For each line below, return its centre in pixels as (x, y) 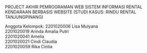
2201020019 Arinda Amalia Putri (37, 31)
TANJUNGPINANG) (24, 17)
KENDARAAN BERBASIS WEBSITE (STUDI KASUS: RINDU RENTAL (71, 12)
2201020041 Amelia (25, 36)
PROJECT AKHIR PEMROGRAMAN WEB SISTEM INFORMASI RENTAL (74, 7)
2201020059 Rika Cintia (29, 47)
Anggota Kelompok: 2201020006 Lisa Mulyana (52, 26)
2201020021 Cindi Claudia (31, 42)
